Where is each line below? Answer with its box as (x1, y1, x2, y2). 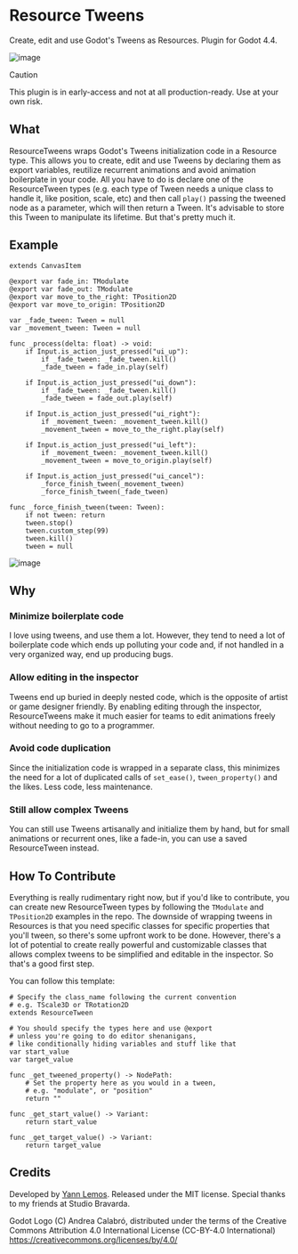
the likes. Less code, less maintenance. (9, 781, 153, 792)
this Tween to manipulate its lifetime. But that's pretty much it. (9, 211, 236, 223)
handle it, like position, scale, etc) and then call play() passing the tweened (9, 192, 286, 203)
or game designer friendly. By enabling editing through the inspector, (9, 701, 262, 712)
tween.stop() (25, 518, 74, 527)
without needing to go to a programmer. (9, 720, 156, 730)
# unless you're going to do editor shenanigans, (9, 1031, 197, 1040)
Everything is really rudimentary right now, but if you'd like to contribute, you (9, 892, 290, 902)
